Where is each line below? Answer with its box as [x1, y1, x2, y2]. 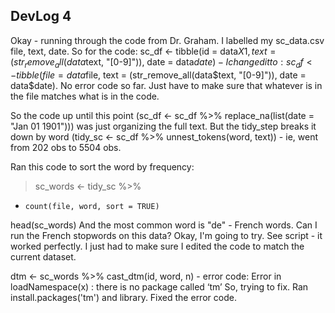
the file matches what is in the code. [10, 90, 160, 102]
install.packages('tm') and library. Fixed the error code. [10, 291, 237, 303]
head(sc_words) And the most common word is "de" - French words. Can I [10, 219, 318, 231]
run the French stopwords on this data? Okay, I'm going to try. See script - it [10, 229, 323, 241]
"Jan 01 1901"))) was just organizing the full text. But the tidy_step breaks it [10, 120, 317, 132]
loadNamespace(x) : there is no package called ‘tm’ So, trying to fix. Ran [10, 280, 309, 293]
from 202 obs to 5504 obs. [10, 141, 122, 153]
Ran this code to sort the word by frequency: [10, 160, 195, 173]
